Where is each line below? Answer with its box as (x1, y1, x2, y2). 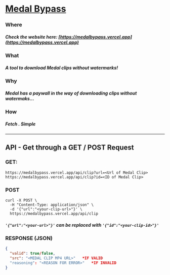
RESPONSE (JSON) (5, 234, 53, 241)
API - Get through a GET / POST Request (5, 143, 134, 152)
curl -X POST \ (5, 198, 37, 203)
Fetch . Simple (5, 120, 36, 127)
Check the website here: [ (5, 34, 61, 40)
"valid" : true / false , (10, 251, 56, 256)
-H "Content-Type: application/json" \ (10, 202, 94, 207)
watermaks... (5, 95, 34, 102)
